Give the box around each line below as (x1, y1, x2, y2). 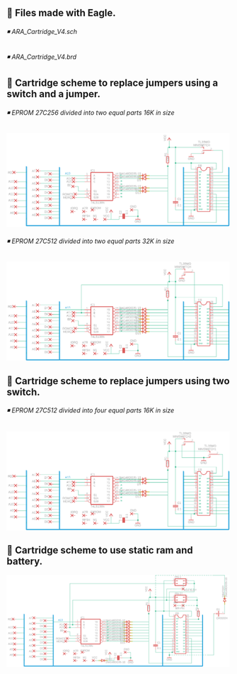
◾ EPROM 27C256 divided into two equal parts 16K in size (6, 108, 175, 117)
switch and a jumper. (6, 88, 100, 100)
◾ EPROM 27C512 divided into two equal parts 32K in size (6, 237, 175, 245)
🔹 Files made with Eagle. (6, 7, 116, 19)
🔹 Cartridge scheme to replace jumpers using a (6, 77, 219, 89)
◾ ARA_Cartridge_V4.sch (6, 27, 78, 35)
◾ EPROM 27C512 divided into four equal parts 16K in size (6, 406, 175, 415)
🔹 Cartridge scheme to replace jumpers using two (6, 375, 231, 387)
